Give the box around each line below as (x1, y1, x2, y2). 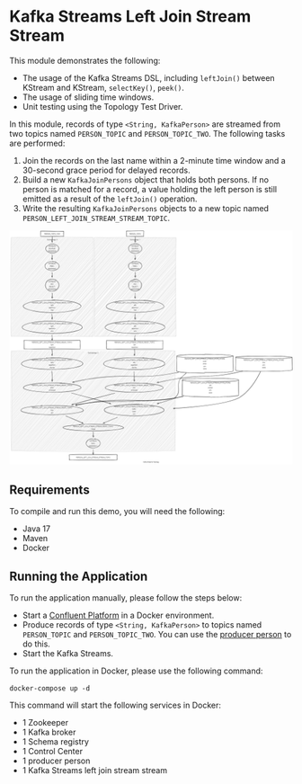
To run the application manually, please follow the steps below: (9, 592, 243, 603)
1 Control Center (22, 745, 84, 756)
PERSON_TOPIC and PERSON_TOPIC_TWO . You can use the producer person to (22, 628, 292, 639)
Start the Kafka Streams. (22, 647, 114, 658)
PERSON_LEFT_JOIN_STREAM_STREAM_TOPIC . (22, 212, 171, 223)
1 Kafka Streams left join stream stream (22, 764, 168, 775)
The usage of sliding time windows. (22, 92, 155, 102)
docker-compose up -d (9, 683, 91, 693)
